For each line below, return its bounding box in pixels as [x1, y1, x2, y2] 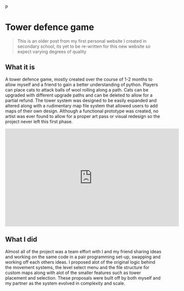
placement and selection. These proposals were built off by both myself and [5, 275, 161, 281]
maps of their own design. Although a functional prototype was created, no [5, 108, 159, 114]
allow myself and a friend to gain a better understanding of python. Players [5, 82, 158, 88]
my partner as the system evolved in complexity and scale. [5, 280, 125, 286]
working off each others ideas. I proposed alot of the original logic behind [5, 259, 155, 265]
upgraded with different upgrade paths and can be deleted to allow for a [5, 92, 153, 98]
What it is [5, 63, 35, 72]
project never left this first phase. [5, 118, 73, 124]
